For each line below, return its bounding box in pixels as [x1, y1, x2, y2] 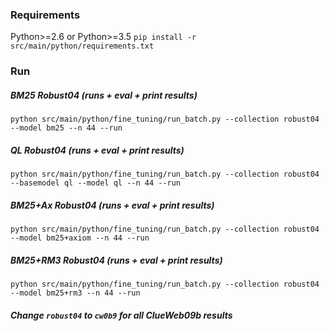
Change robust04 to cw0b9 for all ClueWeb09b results [10, 309, 233, 321]
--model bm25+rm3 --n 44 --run [10, 288, 141, 298]
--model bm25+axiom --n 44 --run [10, 233, 150, 243]
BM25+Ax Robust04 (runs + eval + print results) [10, 199, 215, 211]
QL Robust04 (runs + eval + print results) [10, 144, 185, 156]
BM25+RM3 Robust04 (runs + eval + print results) [10, 254, 223, 266]
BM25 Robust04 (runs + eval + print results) [10, 89, 198, 101]
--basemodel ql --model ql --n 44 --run [10, 178, 182, 188]
